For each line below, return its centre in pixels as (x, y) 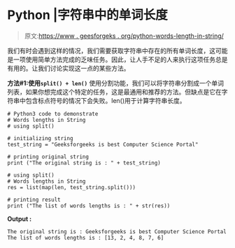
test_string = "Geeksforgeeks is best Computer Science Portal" (103, 144)
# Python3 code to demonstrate (53, 113)
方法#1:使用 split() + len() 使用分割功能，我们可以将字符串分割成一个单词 (116, 83)
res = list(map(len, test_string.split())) (72, 187)
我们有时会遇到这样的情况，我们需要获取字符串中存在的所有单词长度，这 (111, 50)
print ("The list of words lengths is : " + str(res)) (89, 206)
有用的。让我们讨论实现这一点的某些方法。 (69, 68)
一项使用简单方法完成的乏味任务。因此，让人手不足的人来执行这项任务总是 (120, 59)
